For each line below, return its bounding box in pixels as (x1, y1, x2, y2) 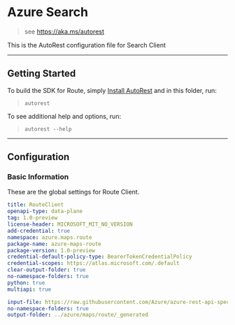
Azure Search (7, 4, 89, 20)
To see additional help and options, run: (7, 112, 121, 120)
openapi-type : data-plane (7, 208, 83, 215)
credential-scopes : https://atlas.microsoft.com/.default (7, 260, 180, 267)
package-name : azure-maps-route (7, 240, 101, 247)
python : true (7, 279, 45, 287)
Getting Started (7, 68, 76, 80)
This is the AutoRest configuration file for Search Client (7, 41, 166, 49)
